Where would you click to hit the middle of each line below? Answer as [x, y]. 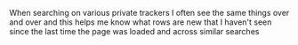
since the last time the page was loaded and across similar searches [134, 31]
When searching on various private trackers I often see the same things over [149, 13]
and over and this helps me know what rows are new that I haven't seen [141, 22]
